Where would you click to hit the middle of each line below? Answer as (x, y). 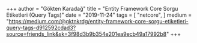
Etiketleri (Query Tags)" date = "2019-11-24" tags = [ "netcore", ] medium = (99, 15)
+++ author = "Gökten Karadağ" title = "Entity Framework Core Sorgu (92, 9)
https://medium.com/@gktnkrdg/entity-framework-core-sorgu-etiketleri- (98, 21)
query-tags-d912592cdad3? (41, 27)
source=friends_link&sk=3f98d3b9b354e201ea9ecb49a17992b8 (86, 34)
